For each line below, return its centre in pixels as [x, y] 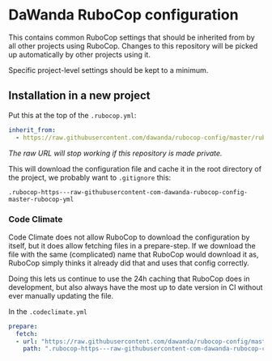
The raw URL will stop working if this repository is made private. [115, 153]
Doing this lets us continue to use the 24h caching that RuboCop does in [129, 278]
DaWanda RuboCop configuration [123, 15]
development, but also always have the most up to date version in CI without [136, 287]
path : [32, 349]
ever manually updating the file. [61, 295]
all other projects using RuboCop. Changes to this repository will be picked [133, 45]
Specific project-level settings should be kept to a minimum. [108, 70]
